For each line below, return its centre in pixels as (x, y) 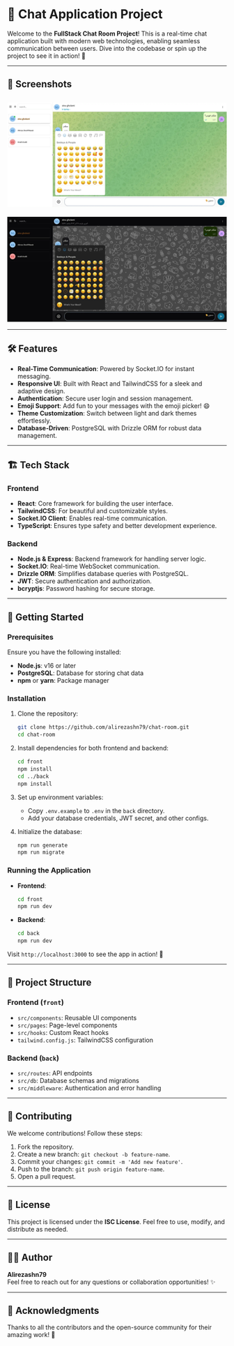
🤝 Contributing (40, 1116)
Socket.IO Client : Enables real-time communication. (92, 518)
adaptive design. (41, 391)
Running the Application (49, 870)
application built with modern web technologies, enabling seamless (104, 40)
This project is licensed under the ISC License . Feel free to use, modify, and (116, 1222)
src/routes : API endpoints (55, 1073)
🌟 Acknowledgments (53, 1310)
